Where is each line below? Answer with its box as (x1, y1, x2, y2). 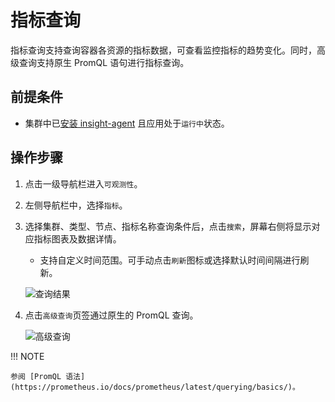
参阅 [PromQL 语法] (10, 371, 86, 381)
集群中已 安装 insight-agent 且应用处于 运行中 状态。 (24, 117, 230, 129)
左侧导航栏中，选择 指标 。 (24, 199, 128, 211)
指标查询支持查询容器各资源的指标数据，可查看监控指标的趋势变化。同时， (10, 44, 317, 56)
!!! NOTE (10, 350, 45, 362)
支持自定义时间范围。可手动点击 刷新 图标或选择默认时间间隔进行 (39, 254, 301, 266)
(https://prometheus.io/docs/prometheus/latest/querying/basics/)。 (10, 382, 300, 392)
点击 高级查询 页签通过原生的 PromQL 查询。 (24, 309, 199, 321)
